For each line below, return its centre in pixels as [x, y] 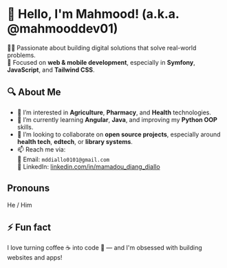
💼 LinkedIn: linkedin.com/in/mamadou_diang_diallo [88, 166]
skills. [25, 127]
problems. [21, 55]
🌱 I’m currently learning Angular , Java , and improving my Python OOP [117, 119]
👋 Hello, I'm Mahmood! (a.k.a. [93, 14]
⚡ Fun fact [29, 227]
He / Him [20, 205]
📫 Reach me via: [41, 149]
